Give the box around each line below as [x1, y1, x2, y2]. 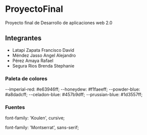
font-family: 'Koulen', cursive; [5, 115, 65, 121]
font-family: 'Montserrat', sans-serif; [5, 125, 79, 131]
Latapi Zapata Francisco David [12, 47, 74, 53]
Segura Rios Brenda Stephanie [12, 63, 75, 68]
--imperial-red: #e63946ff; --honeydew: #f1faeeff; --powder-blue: [5, 86, 141, 92]
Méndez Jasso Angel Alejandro [12, 52, 76, 58]
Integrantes [5, 34, 42, 42]
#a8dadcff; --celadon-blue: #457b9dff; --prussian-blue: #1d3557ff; [5, 92, 143, 98]
